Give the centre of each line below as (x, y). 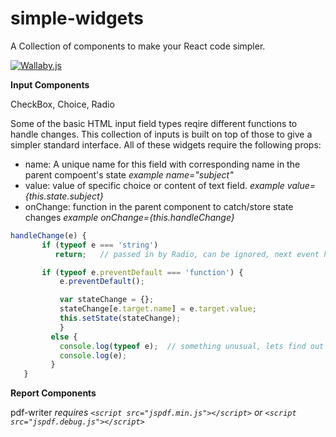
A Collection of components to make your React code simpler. (138, 46)
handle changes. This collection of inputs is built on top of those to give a (161, 134)
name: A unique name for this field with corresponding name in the (162, 164)
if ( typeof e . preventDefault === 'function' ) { (142, 272)
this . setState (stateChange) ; (120, 318)
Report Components (53, 393)
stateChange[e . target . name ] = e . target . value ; (158, 309)
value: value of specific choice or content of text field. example (154, 185)
